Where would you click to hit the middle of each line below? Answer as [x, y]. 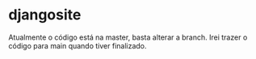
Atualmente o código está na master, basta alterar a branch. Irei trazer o [128, 37]
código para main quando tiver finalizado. [78, 45]
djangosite [45, 15]
